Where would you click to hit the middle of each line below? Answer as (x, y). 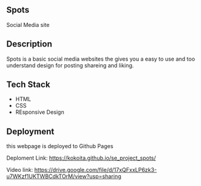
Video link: (20, 170)
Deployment (30, 131)
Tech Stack (28, 85)
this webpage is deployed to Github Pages (60, 146)
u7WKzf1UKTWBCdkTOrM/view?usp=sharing (64, 176)
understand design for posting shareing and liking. (70, 65)
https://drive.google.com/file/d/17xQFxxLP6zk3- (96, 170)
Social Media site (28, 24)
